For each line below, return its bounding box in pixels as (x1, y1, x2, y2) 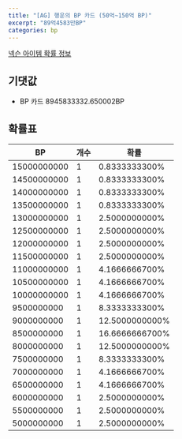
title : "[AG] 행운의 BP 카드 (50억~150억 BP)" (8, 11, 152, 20)
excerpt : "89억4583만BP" (8, 19, 87, 27)
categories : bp (8, 26, 58, 34)
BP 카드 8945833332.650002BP (19, 96, 124, 107)
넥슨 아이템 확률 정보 (8, 49, 72, 58)
